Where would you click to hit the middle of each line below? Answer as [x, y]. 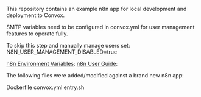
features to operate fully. [37, 34]
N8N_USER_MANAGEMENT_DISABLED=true [62, 52]
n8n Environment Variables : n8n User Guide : [62, 64]
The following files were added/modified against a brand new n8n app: [95, 75]
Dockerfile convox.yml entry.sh [45, 87]
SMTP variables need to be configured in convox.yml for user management [100, 27]
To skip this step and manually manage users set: [68, 45]
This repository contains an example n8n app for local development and [97, 9]
